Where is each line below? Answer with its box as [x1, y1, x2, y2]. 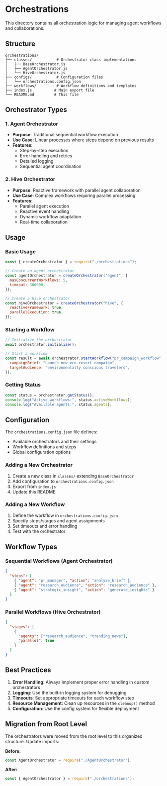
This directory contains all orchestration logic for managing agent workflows [5, 20, 162, 26]
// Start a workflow [5, 351, 48, 356]
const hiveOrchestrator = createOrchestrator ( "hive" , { [5, 300, 123, 305]
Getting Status [5, 382, 41, 389]
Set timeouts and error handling [12, 523, 78, 529]
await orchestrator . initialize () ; [5, 342, 77, 347]
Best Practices [5, 666, 51, 675]
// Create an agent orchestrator [5, 269, 75, 274]
